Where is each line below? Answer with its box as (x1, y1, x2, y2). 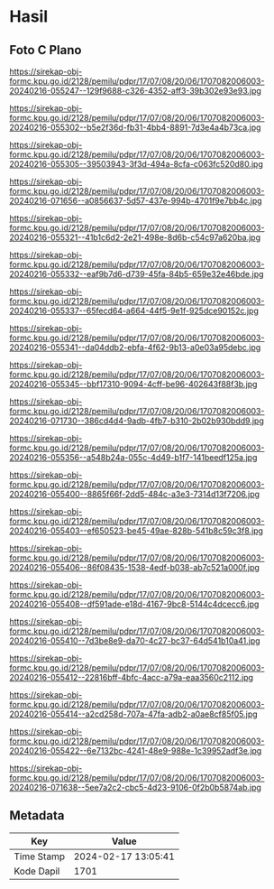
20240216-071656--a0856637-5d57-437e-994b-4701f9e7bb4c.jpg (9, 196, 263, 206)
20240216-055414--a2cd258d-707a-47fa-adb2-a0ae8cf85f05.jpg (9, 708, 259, 719)
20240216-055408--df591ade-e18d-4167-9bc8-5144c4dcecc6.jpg (9, 598, 260, 609)
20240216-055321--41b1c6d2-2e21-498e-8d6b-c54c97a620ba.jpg (9, 232, 261, 243)
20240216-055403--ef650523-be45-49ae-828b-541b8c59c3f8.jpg (9, 525, 264, 536)
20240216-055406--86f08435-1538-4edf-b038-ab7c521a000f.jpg (9, 562, 260, 572)
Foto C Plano (9, 42, 82, 58)
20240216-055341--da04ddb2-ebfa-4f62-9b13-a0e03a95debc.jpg (9, 342, 261, 353)
